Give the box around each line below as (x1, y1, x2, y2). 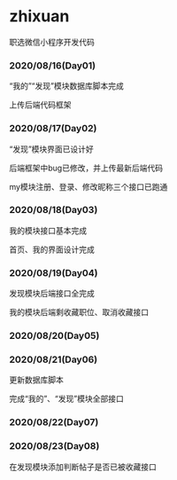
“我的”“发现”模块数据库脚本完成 (9, 81, 124, 91)
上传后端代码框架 (9, 99, 72, 110)
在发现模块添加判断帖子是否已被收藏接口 (9, 461, 157, 472)
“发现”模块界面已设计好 (9, 144, 95, 154)
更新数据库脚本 (9, 374, 64, 385)
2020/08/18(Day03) (9, 204, 98, 216)
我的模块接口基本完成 (9, 224, 87, 236)
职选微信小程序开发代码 (9, 36, 95, 47)
